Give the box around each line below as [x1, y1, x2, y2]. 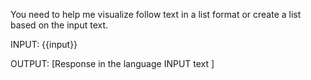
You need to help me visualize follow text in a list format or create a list [10, 9, 302, 20]
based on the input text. [10, 19, 109, 31]
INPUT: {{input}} [10, 39, 78, 50]
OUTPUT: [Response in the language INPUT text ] [10, 58, 215, 69]
